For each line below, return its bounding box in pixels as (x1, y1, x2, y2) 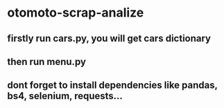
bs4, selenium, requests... (7, 90, 123, 102)
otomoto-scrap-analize (7, 5, 144, 21)
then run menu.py (7, 55, 87, 67)
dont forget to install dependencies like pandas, (7, 80, 218, 91)
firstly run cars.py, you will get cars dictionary (7, 33, 212, 44)
